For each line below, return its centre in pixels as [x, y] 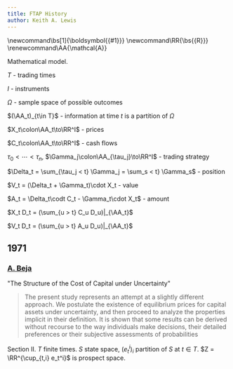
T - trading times [32, 75]
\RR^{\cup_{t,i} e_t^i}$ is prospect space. [67, 358]
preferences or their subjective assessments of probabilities [111, 334]
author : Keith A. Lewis [42, 20]
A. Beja [20, 268]
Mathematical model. [38, 61]
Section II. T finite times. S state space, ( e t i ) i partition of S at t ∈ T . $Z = [111, 349]
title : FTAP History [38, 14]
